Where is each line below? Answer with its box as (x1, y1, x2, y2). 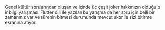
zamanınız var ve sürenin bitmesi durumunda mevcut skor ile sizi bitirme (5, 15, 152, 20)
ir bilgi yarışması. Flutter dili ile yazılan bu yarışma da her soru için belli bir (5, 9, 155, 15)
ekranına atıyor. (5, 19, 37, 25)
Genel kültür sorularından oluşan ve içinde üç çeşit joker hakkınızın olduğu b (5, 4, 161, 10)
